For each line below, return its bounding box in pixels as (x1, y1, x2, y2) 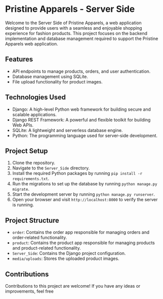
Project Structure (5, 216, 59, 224)
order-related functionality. (12, 235, 67, 241)
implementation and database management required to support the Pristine (5, 36, 159, 42)
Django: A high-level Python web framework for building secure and (12, 106, 151, 112)
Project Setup (5, 147, 48, 155)
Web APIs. (12, 122, 34, 128)
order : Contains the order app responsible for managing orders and (12, 229, 150, 235)
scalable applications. (12, 111, 57, 117)
